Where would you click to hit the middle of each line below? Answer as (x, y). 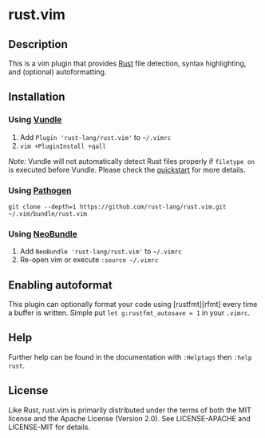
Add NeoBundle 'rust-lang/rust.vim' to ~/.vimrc (101, 251)
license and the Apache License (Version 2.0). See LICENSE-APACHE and (130, 418)
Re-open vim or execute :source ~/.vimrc (89, 260)
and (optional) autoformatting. (57, 72)
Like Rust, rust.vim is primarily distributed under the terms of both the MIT (130, 410)
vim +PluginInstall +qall (63, 146)
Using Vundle (35, 120)
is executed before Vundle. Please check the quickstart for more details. (127, 169)
